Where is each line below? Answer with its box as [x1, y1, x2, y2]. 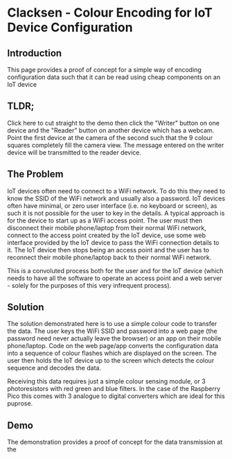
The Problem [7, 168, 64, 180]
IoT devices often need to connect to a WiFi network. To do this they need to [7, 187, 226, 195]
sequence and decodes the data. [7, 364, 102, 372]
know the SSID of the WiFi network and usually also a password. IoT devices [7, 194, 226, 202]
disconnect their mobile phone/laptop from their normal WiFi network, [7, 223, 206, 232]
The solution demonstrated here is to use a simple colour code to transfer [7, 320, 217, 328]
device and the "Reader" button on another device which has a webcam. [7, 126, 215, 135]
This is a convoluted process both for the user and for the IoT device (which [7, 266, 224, 275]
